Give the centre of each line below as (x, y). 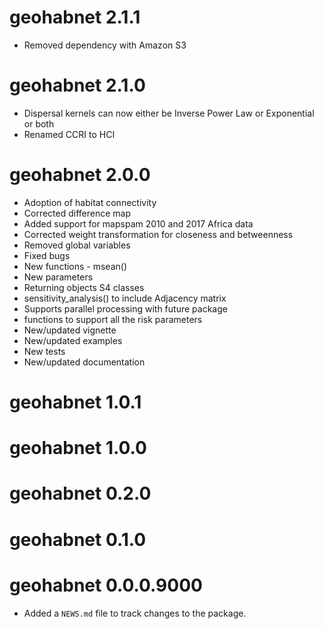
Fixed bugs (47, 255)
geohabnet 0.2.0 (80, 493)
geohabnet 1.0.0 (78, 448)
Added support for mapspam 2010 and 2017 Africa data (138, 223)
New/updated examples (73, 340)
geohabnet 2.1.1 (75, 17)
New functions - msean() (75, 266)
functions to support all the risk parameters (113, 319)
